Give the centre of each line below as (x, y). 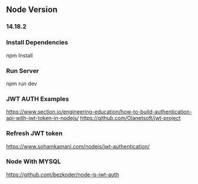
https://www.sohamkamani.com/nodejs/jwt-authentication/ (78, 146)
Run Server (23, 70)
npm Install (20, 55)
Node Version (32, 10)
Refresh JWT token (35, 134)
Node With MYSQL (33, 162)
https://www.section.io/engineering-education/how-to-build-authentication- (99, 112)
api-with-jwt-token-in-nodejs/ (43, 118)
